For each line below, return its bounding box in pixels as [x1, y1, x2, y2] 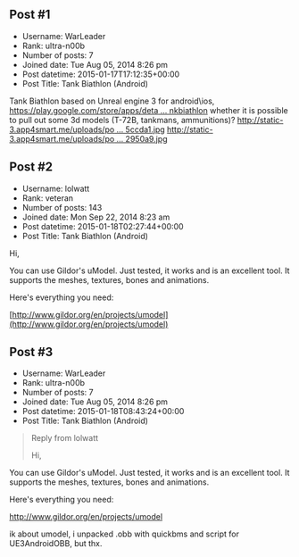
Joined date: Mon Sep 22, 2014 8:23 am [21, 212, 170, 222]
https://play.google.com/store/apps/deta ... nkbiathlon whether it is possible [9, 104, 288, 115]
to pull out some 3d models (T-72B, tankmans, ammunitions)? [9, 114, 236, 125]
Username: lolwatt [21, 183, 90, 194]
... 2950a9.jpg [116, 133, 168, 144]
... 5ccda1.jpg [116, 124, 165, 135]
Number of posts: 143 [21, 202, 103, 212]
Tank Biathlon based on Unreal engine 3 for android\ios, [9, 96, 215, 106]
